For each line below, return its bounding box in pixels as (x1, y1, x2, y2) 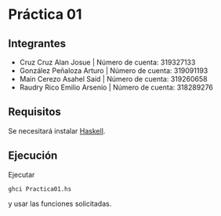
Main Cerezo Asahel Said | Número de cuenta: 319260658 (19, 75, 208, 83)
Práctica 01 (8, 5, 82, 24)
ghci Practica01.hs (8, 185, 72, 193)
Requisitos (8, 105, 61, 119)
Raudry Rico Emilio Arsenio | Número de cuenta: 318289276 (19, 82, 214, 92)
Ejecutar (8, 170, 35, 179)
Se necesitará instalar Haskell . (8, 126, 106, 135)
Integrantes (8, 37, 67, 50)
